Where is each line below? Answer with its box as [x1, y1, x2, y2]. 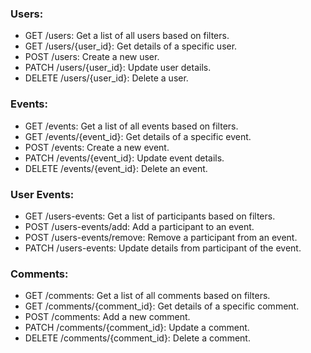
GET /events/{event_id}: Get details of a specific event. [24, 130, 252, 142]
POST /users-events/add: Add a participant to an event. [24, 220, 255, 232]
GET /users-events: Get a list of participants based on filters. [24, 210, 276, 222]
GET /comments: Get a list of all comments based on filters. [24, 290, 271, 302]
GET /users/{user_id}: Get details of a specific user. [24, 40, 238, 52]
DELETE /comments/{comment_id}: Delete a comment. [24, 332, 251, 344]
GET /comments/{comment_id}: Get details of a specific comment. [24, 300, 300, 312]
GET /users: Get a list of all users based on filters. [24, 30, 230, 42]
